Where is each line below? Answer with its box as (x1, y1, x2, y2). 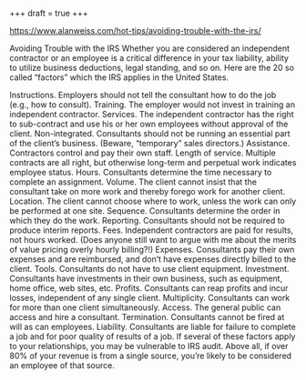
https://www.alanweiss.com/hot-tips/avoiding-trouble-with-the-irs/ (9, 25, 261, 35)
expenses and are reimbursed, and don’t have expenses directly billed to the (9, 254, 297, 265)
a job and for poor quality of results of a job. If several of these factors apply (9, 331, 296, 342)
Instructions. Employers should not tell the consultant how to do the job (9, 90, 277, 100)
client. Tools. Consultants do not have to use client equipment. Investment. (9, 264, 290, 274)
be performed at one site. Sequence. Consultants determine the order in (9, 205, 280, 216)
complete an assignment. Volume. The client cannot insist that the (9, 176, 258, 187)
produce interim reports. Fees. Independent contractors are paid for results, (9, 225, 294, 235)
